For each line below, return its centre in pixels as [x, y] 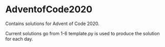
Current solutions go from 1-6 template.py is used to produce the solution [82, 33]
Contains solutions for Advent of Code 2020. [52, 24]
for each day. [19, 39]
